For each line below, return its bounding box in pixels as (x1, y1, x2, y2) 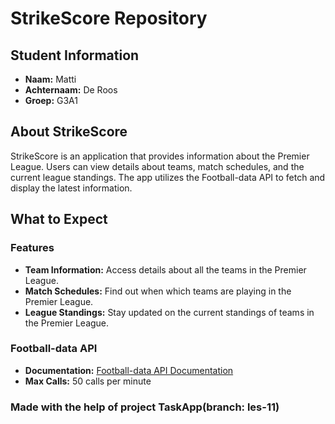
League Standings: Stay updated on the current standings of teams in (24, 306, 315, 318)
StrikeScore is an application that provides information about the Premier (10, 150, 310, 162)
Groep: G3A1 (24, 95, 79, 106)
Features (10, 241, 55, 255)
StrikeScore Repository (10, 7, 208, 30)
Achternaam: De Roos (24, 84, 118, 96)
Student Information (10, 47, 140, 64)
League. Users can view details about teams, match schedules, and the (10, 160, 305, 172)
